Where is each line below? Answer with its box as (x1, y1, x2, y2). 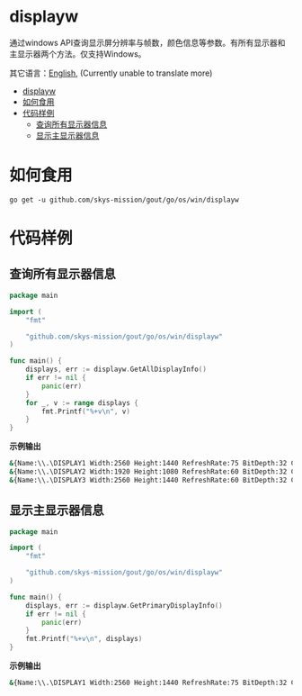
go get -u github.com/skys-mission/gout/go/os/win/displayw (9, 195, 240, 204)
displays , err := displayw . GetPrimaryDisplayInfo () (25, 601, 223, 610)
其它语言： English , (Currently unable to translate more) (9, 68, 213, 78)
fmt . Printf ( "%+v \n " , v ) (41, 407, 130, 416)
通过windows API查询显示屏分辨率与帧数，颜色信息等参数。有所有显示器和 (9, 37, 286, 48)
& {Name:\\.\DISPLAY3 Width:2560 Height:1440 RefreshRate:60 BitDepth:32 (9, 475, 288, 484)
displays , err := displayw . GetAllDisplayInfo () (25, 365, 207, 375)
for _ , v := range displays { (25, 398, 139, 407)
